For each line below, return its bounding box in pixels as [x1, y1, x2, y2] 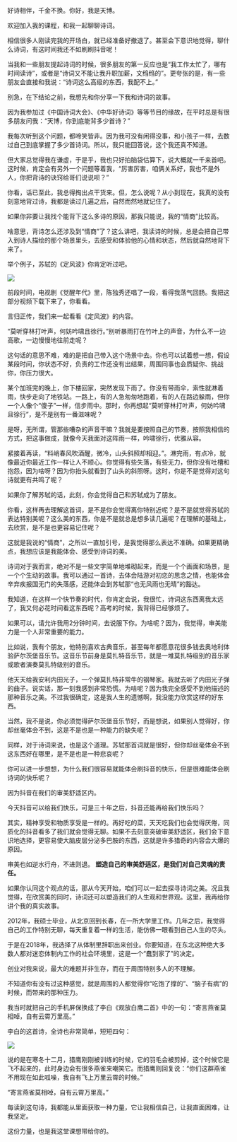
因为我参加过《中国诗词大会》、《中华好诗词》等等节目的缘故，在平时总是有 [7, 108, 224, 116]
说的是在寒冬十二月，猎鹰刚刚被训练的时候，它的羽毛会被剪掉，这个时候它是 [7, 1056, 230, 1064]
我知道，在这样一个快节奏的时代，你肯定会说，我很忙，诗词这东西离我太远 [7, 595, 224, 603]
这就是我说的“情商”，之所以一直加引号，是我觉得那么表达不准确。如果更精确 [7, 538, 229, 547]
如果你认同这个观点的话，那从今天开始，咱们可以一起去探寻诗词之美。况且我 [7, 884, 230, 892]
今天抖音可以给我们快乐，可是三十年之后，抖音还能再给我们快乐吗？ [7, 803, 205, 812]
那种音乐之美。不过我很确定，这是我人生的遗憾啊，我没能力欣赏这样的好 [7, 693, 217, 701]
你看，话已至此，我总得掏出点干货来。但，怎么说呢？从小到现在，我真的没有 [7, 188, 230, 197]
